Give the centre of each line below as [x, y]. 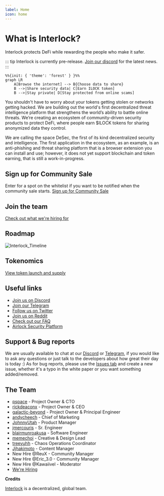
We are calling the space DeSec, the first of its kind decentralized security [80, 138]
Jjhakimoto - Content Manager [43, 449]
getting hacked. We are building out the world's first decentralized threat [78, 107]
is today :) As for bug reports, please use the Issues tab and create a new [79, 364]
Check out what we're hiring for [37, 219]
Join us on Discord [31, 300]
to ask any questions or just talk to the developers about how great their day [82, 358]
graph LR [14, 80]
